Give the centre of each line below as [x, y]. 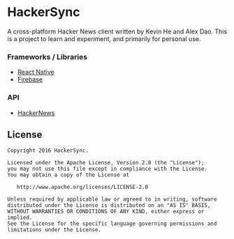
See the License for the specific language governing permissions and [112, 224]
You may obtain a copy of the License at [68, 175]
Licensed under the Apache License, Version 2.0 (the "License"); [106, 163]
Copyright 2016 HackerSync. [48, 151]
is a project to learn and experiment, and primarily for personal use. [104, 38]
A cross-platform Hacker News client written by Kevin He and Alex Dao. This [117, 31]
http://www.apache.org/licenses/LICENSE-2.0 [82, 187]
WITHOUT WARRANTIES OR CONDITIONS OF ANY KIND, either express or [106, 212]
